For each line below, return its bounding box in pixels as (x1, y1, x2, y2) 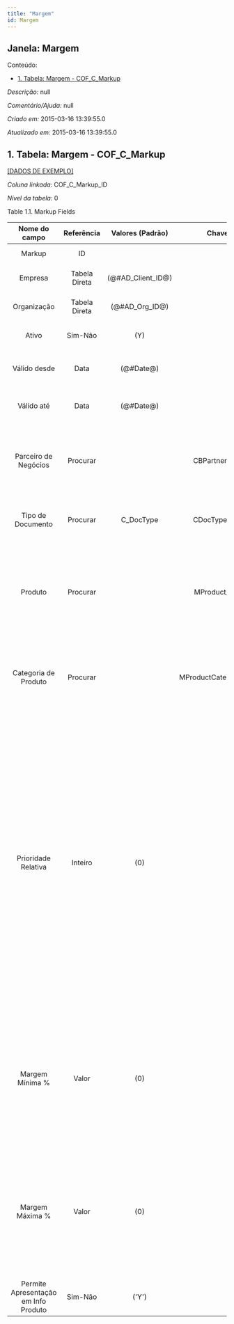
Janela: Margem (7, 42, 79, 54)
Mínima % (17, 1078, 50, 1088)
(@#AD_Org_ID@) (110, 302, 169, 312)
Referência (63, 228, 101, 238)
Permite (20, 1279, 47, 1288)
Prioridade (16, 853, 51, 863)
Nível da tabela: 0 (7, 194, 58, 203)
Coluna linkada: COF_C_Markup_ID (7, 180, 108, 189)
